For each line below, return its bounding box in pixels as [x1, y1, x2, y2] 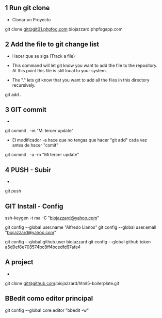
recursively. [12, 82, 35, 88]
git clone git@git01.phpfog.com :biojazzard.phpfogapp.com [5, 26, 123, 32]
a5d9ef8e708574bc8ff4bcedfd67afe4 [5, 244, 81, 250]
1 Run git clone [5, 4, 50, 12]
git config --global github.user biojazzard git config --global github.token [5, 239, 151, 245]
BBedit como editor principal [5, 294, 93, 302]
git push [5, 188, 22, 194]
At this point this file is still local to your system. [12, 67, 107, 73]
